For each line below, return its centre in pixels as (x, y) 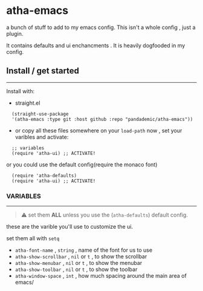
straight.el (27, 103)
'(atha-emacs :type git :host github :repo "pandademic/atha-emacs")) (102, 119)
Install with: (21, 91)
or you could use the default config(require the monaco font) (82, 165)
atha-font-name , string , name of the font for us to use (84, 250)
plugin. (15, 33)
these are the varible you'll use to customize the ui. (70, 227)
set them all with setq (33, 238)
